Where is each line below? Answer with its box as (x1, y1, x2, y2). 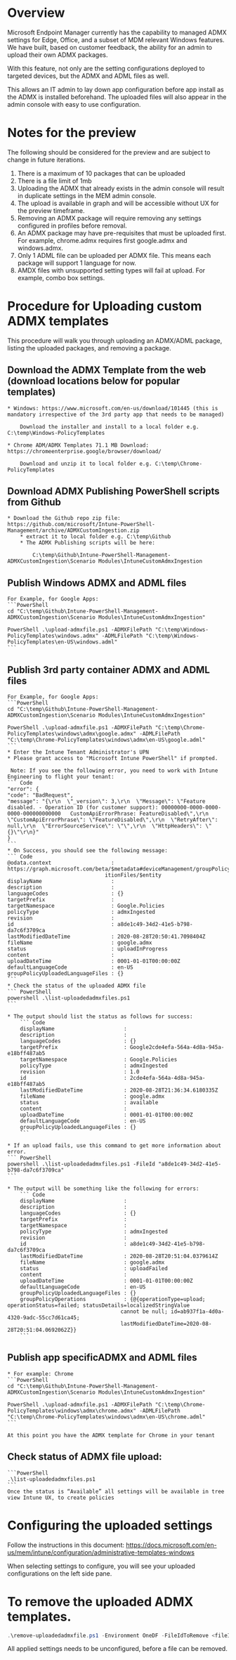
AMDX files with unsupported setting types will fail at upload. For (17, 266, 206, 275)
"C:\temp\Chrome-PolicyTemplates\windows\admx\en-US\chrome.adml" (7, 1413, 206, 1420)
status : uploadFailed (20, 1265, 169, 1272)
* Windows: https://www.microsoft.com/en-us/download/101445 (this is (7, 405, 218, 412)
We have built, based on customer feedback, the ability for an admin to (7, 43, 213, 51)
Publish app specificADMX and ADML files (7, 1352, 197, 1364)
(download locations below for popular (7, 375, 181, 387)
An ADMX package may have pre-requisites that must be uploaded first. (17, 228, 227, 237)
